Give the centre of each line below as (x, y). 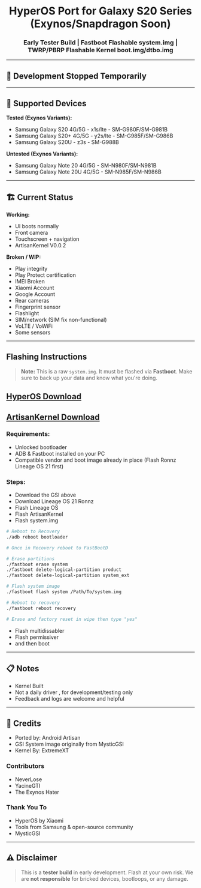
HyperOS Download (44, 397)
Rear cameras (32, 300)
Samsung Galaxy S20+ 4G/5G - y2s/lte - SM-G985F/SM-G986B (94, 136)
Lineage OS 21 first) (39, 466)
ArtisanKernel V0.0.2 (40, 245)
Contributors (25, 766)
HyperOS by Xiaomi (39, 820)
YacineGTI (28, 785)
